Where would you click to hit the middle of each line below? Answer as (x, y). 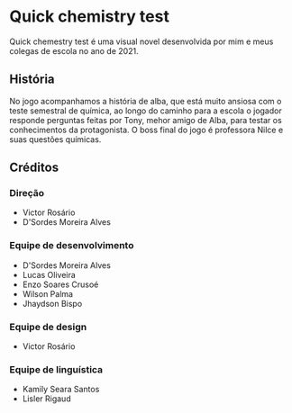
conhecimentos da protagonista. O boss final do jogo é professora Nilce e (146, 130)
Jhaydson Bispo (52, 303)
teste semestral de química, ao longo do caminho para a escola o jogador (146, 111)
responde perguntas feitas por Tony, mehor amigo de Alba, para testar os (146, 120)
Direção (27, 193)
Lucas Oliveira (49, 274)
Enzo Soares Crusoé (60, 284)
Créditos (34, 168)
